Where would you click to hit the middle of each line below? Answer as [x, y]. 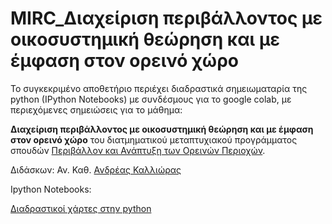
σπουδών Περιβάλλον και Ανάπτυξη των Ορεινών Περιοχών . [138, 150]
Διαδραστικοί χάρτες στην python [81, 208]
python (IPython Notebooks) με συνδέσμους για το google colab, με [151, 99]
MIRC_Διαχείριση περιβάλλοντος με [166, 18]
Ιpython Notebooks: [51, 189]
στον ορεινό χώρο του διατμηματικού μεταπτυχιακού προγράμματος [154, 139]
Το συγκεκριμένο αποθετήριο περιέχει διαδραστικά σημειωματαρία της [159, 88]
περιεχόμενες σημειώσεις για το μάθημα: [96, 109]
